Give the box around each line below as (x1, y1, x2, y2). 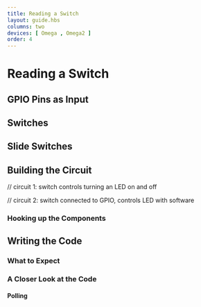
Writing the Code (7, 235, 82, 247)
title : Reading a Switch (7, 10, 79, 17)
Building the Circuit (7, 164, 92, 176)
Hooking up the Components (7, 213, 106, 223)
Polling (7, 292, 28, 300)
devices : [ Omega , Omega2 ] (7, 29, 91, 37)
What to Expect (7, 256, 60, 265)
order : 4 (7, 36, 33, 43)
